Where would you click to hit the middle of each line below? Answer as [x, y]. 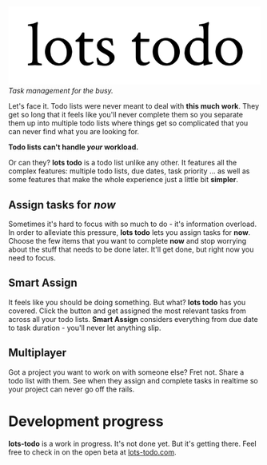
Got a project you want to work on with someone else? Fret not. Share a [126, 372]
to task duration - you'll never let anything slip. [85, 328]
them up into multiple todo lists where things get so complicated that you [128, 123]
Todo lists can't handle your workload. [74, 147]
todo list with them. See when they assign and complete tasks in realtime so [133, 380]
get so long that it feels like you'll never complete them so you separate [126, 115]
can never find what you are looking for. [74, 132]
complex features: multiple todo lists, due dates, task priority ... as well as [129, 171]
